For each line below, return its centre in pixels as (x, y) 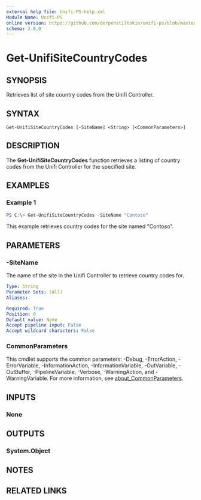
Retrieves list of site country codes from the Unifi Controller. (80, 95)
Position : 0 (21, 314)
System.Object (28, 451)
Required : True (25, 309)
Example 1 (21, 203)
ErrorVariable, (23, 366)
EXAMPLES (28, 186)
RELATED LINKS (36, 491)
